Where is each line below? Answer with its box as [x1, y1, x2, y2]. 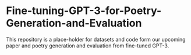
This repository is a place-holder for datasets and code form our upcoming [6, 36, 186, 43]
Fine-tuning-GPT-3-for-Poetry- [6, 4, 162, 18]
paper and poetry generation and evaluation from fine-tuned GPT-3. [6, 42, 169, 49]
